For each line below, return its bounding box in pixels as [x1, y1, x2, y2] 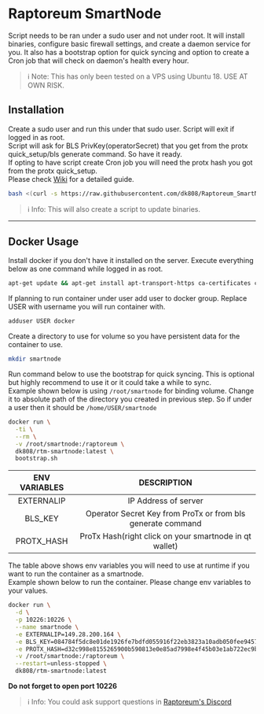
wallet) [152, 541, 178, 552]
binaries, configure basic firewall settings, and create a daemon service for [8, 39, 251, 48]
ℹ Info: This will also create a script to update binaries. [27, 204, 200, 213]
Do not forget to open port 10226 [8, 682, 118, 691]
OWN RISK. [27, 80, 64, 90]
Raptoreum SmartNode [8, 5, 162, 23]
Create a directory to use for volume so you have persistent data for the [8, 331, 240, 341]
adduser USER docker [8, 317, 76, 325]
